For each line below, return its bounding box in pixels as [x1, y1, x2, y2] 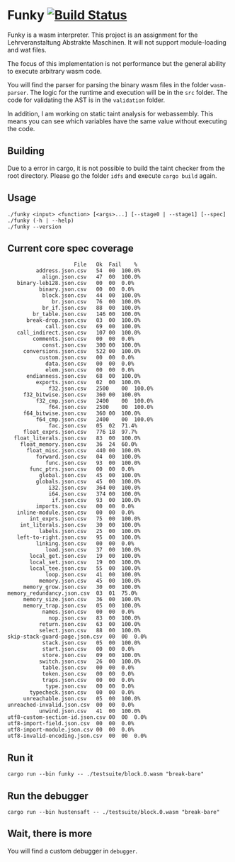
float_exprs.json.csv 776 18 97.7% [23, 429, 138, 436]
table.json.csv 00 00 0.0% [42, 664, 134, 671]
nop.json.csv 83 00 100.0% [48, 615, 141, 622]
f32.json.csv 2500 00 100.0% [48, 385, 154, 393]
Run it [7, 751, 34, 763]
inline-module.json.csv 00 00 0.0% [16, 509, 134, 517]
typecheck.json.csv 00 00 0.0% [29, 689, 134, 696]
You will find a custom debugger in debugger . [7, 846, 138, 855]
